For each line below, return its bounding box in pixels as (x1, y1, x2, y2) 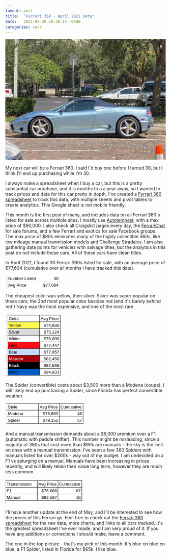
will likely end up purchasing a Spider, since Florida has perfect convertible (5, 388, 163, 394)
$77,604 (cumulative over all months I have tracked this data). (5, 265, 135, 271)
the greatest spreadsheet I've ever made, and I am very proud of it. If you (5, 525, 159, 531)
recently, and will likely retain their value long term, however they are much (5, 463, 162, 469)
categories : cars (5, 24, 42, 30)
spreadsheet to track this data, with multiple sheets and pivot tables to (5, 196, 153, 202)
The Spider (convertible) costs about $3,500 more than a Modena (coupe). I (5, 382, 164, 388)
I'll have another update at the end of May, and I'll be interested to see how (5, 509, 162, 515)
